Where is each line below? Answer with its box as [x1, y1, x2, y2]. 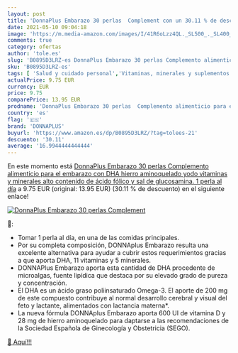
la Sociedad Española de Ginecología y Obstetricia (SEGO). [17, 324, 191, 332]
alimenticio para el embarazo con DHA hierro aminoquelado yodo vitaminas [7, 170, 228, 178]
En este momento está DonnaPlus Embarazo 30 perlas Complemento [7, 162, 209, 170]
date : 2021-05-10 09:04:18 [7, 23, 87, 31]
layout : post [7, 10, 46, 18]
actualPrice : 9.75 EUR [7, 76, 74, 84]
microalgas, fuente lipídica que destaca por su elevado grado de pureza [17, 271, 228, 280]
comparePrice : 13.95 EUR [7, 97, 81, 104]
